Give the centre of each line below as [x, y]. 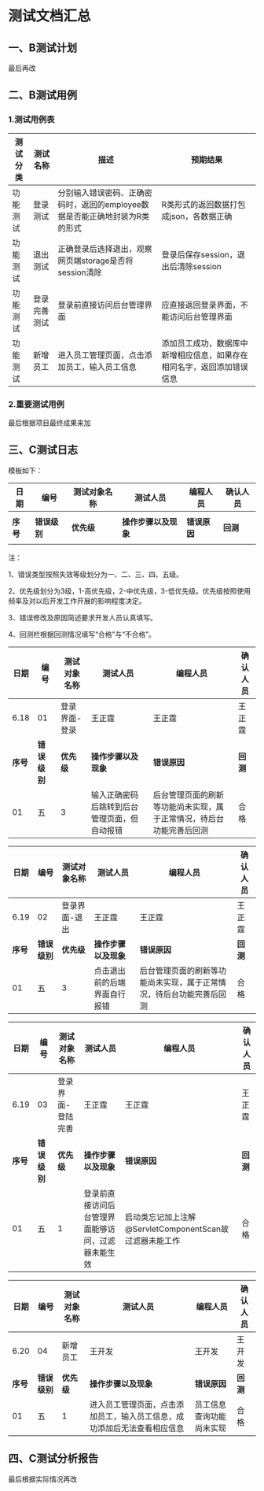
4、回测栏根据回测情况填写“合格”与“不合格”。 [82, 634]
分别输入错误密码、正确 [101, 192]
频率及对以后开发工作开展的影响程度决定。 [77, 601]
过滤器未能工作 [152, 1241]
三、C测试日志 [43, 450]
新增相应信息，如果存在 [205, 355]
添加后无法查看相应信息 [141, 1428]
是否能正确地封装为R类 [108, 216]
